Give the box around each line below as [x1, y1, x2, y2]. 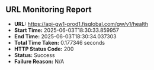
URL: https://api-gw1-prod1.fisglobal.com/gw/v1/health [14, 20, 149, 27]
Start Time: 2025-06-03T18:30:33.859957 [14, 26, 119, 34]
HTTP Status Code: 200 [14, 45, 74, 52]
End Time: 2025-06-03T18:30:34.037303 [14, 32, 117, 40]
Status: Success [14, 51, 55, 58]
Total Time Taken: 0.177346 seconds [14, 39, 105, 46]
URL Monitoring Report [5, 5, 92, 15]
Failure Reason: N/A [14, 58, 65, 65]
